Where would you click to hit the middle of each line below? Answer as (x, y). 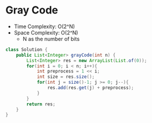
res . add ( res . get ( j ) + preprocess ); (90, 88)
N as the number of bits (51, 39)
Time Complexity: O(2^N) (44, 26)
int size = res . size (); (65, 77)
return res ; (41, 104)
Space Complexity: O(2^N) (46, 32)
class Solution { (27, 49)
